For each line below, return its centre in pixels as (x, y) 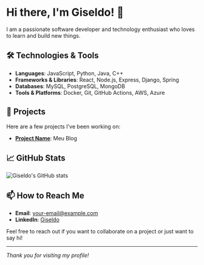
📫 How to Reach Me (45, 195)
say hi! (15, 238)
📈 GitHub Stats (36, 158)
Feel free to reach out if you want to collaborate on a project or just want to (100, 232)
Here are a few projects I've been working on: (63, 126)
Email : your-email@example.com (56, 213)
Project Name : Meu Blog (46, 138)
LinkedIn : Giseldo (37, 220)
